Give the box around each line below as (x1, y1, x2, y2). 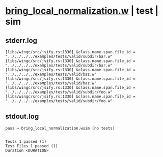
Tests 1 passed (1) (5, 139, 47, 144)
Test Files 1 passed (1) (5, 143, 58, 148)
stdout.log (5, 112, 39, 121)
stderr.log (5, 36, 37, 45)
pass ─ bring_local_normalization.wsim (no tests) (5, 125, 115, 131)
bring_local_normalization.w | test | (5, 5, 159, 17)
